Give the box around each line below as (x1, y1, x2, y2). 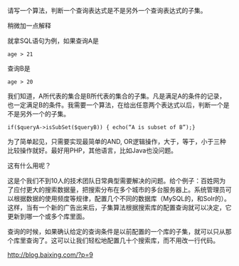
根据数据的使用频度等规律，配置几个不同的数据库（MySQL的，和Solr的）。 (13, 195, 231, 203)
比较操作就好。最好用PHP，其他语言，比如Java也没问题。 (7, 146, 178, 155)
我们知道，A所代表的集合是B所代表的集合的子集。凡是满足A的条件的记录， (7, 92, 226, 100)
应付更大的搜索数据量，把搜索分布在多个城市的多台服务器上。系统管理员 (13, 185, 225, 194)
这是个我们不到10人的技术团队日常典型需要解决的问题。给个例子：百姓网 (7, 177, 220, 185)
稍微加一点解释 (7, 21, 51, 30)
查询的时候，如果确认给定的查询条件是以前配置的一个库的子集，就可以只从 (7, 227, 225, 235)
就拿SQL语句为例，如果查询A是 (7, 36, 100, 45)
